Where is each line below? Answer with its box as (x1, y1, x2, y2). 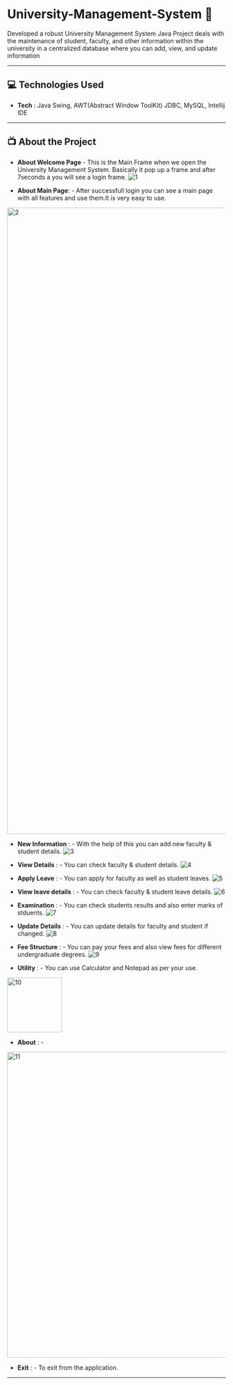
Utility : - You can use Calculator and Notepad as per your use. (17, 963, 198, 972)
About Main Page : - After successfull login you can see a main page (17, 186, 214, 194)
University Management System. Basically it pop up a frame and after (17, 165, 216, 173)
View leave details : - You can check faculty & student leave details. (17, 887, 213, 896)
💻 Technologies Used (7, 79, 104, 91)
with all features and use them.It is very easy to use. (17, 193, 166, 202)
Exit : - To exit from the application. (17, 1363, 119, 1372)
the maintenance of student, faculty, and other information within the (7, 36, 204, 45)
